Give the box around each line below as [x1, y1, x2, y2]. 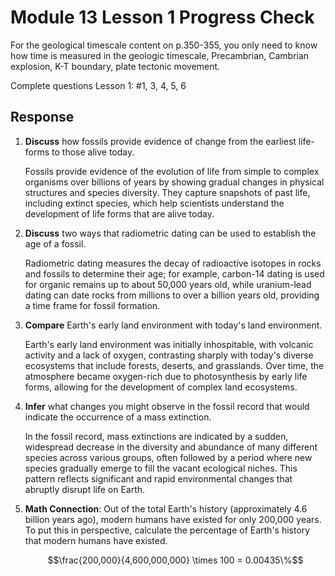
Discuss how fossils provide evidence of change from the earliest [24, 135, 297, 147]
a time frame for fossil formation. [24, 299, 161, 311]
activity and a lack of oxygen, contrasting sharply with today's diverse [24, 349, 314, 361]
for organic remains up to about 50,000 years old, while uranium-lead [24, 278, 312, 290]
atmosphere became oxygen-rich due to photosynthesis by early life [24, 370, 308, 382]
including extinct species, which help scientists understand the [24, 197, 285, 209]
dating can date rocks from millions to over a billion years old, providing [24, 289, 320, 301]
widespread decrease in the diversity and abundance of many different [24, 441, 318, 453]
